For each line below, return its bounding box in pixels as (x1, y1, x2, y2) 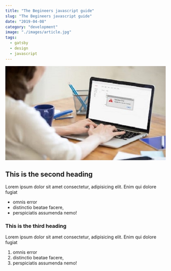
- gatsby (10, 41, 28, 46)
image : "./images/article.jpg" (5, 29, 72, 35)
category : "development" (5, 24, 58, 29)
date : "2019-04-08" (5, 19, 47, 24)
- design (10, 46, 28, 51)
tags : (5, 35, 17, 40)
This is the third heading (5, 222, 67, 229)
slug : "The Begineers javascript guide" (5, 13, 93, 19)
